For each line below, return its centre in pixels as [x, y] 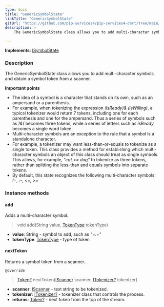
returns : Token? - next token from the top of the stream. [69, 299]
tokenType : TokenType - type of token [51, 240]
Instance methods [27, 193]
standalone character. [34, 139]
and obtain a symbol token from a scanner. [48, 79]
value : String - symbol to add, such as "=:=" [57, 234]
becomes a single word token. [42, 129]
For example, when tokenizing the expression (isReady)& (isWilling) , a [82, 108]
